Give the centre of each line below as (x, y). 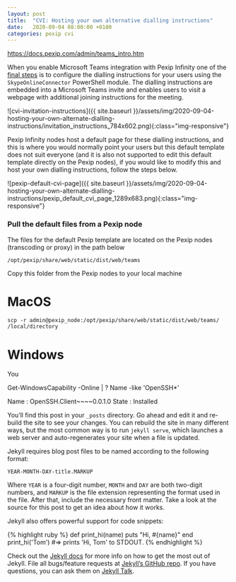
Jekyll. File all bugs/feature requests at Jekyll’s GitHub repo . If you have (112, 564)
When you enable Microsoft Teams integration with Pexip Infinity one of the (117, 67)
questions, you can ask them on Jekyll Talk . (71, 571)
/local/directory (33, 327)
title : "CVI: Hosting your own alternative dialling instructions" (110, 20)
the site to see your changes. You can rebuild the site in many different (126, 423)
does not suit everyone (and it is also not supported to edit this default (110, 155)
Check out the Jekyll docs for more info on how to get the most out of (109, 556)
